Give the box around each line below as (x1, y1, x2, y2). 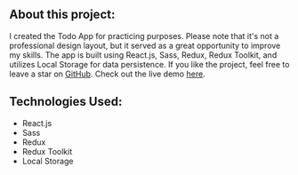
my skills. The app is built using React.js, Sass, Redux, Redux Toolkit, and (9, 49, 278, 60)
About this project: (9, 7, 116, 22)
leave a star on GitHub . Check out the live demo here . (9, 68, 206, 79)
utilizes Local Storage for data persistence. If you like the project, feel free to (9, 59, 290, 69)
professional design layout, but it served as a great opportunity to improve (9, 40, 281, 51)
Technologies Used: (9, 94, 123, 109)
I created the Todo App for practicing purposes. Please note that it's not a (9, 30, 279, 41)
